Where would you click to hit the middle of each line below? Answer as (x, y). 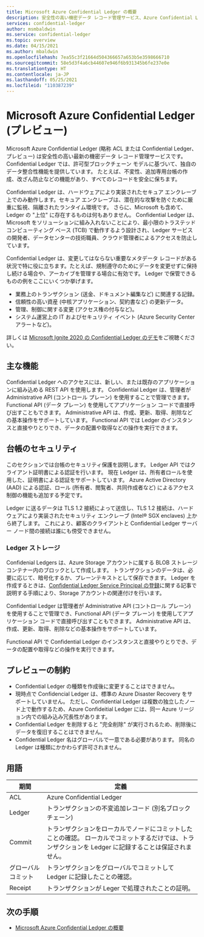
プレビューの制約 (38, 670)
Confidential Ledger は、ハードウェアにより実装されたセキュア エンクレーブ (101, 192)
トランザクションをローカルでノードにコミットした (120, 829)
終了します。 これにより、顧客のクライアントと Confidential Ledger (96, 523)
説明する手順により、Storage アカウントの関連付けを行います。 (86, 593)
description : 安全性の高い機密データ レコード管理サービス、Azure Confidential (100, 18)
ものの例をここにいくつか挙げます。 (51, 281)
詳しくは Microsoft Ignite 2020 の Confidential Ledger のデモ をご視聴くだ (98, 337)
